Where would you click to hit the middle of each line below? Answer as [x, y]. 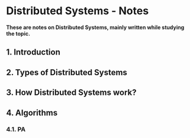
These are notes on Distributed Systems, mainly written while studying [95, 27]
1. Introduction [33, 52]
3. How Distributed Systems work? [72, 93]
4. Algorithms [32, 113]
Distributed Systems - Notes [78, 11]
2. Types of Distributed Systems [67, 72]
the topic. [18, 33]
